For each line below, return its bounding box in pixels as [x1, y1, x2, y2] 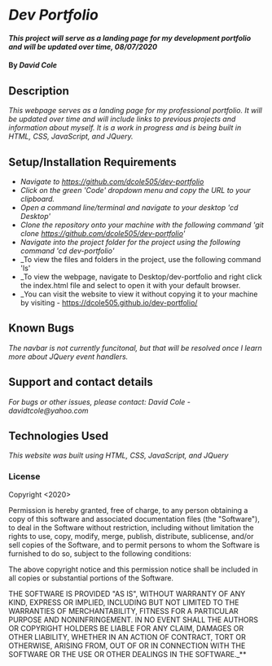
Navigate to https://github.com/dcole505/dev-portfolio [20, 177, 204, 186]
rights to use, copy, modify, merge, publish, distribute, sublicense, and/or [8, 531, 254, 541]
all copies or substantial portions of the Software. [8, 572, 173, 583]
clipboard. [20, 194, 55, 204]
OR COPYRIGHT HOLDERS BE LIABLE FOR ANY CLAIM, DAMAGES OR [8, 623, 244, 633]
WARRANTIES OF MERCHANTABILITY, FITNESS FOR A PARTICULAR [8, 606, 239, 616]
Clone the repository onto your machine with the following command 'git [20, 220, 264, 230]
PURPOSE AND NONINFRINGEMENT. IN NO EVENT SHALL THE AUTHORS [8, 615, 259, 624]
